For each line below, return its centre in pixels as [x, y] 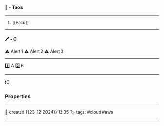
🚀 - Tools [14, 7]
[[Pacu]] [20, 23]
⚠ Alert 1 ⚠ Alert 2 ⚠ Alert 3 [34, 51]
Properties [18, 97]
